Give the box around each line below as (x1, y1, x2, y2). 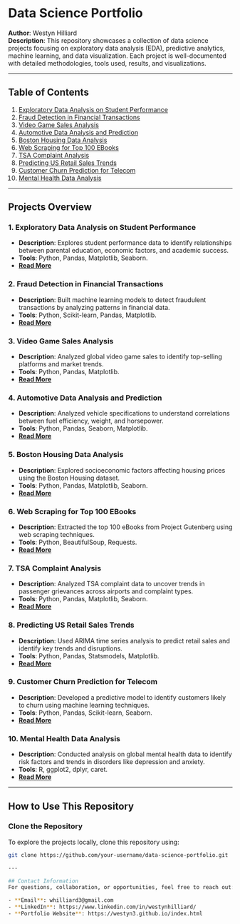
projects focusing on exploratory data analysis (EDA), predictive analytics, (8, 44, 225, 52)
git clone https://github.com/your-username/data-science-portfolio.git (8, 851, 229, 858)
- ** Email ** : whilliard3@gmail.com (8, 897, 114, 904)
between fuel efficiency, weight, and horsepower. (18, 416, 164, 426)
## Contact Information (8, 877, 79, 885)
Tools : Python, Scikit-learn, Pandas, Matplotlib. (18, 311, 157, 319)
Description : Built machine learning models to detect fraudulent (18, 295, 207, 304)
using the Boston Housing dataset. (18, 473, 120, 482)
